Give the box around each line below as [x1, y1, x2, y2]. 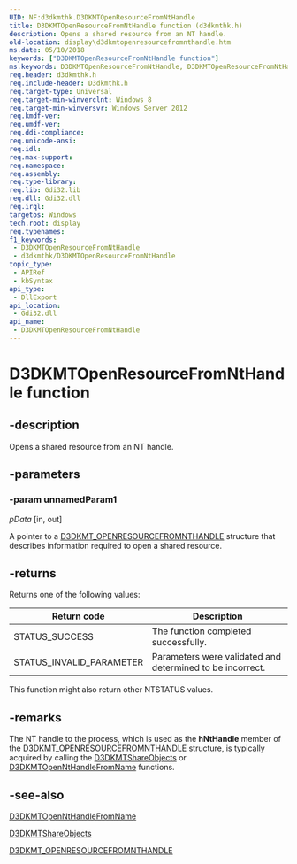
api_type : [9, 284, 46, 293]
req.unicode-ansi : [9, 136, 77, 145]
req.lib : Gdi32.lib [9, 186, 81, 195]
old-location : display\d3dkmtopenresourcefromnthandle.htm [9, 37, 232, 47]
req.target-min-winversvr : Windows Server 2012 [9, 104, 188, 112]
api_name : [9, 318, 46, 327]
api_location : [9, 301, 62, 310]
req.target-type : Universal [9, 87, 113, 96]
